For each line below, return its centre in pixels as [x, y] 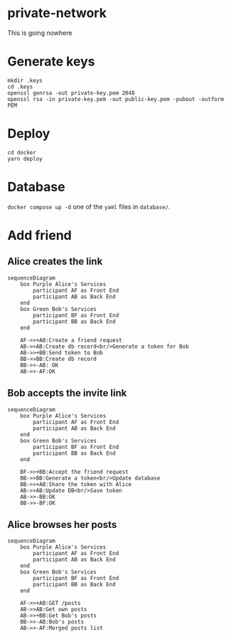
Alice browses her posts [62, 524]
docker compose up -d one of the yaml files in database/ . [89, 206]
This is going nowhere [40, 33]
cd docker [22, 152]
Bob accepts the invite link [67, 393]
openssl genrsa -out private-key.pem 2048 [71, 93]
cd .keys [20, 87]
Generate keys [51, 62]
